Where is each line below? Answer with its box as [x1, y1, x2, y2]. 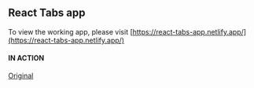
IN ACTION [8, 53, 45, 63]
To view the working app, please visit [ [8, 27, 134, 36]
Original [8, 71, 34, 81]
